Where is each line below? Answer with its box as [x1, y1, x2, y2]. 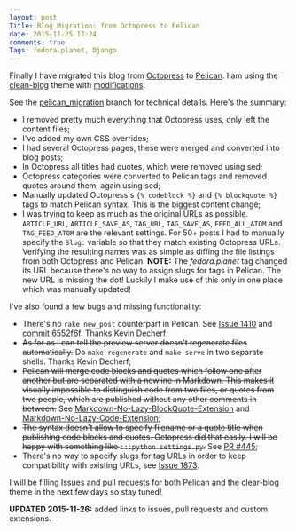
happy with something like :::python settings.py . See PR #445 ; [21, 441, 259, 452]
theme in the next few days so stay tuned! [9, 487, 162, 497]
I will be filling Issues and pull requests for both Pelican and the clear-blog [9, 477, 279, 488]
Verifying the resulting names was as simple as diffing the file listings [21, 246, 275, 258]
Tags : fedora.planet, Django [9, 46, 117, 55]
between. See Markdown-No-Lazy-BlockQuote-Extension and [21, 403, 250, 414]
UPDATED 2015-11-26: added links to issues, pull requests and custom [9, 503, 269, 515]
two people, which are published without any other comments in [21, 394, 257, 405]
